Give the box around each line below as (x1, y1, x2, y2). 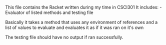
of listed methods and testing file (25, 9, 93, 15)
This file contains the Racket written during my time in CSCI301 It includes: (5, 4, 159, 10)
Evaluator (5, 9, 25, 15)
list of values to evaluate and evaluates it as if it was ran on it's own (5, 24, 144, 30)
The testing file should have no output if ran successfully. (5, 34, 123, 40)
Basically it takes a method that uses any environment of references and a (5, 19, 158, 25)
